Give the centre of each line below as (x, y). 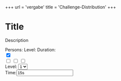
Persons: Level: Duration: (30, 50)
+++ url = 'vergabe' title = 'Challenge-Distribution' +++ (61, 7)
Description (17, 40)
